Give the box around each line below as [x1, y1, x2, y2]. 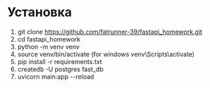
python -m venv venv [17, 42, 80, 51]
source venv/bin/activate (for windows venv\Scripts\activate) [17, 50, 195, 58]
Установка [7, 4, 73, 20]
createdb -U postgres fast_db [17, 65, 104, 73]
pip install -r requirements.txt [17, 57, 102, 65]
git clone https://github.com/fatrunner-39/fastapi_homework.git [17, 27, 203, 36]
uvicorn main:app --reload [17, 72, 94, 81]
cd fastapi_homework [17, 34, 81, 43]
